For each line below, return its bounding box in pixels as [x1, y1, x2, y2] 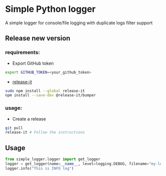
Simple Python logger [5, 3, 96, 15]
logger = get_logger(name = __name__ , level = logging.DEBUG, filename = [5, 161, 149, 166]
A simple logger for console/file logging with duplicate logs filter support [5, 20, 153, 26]
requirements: [5, 49, 41, 56]
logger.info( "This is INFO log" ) [5, 166, 74, 171]
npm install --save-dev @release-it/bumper [5, 93, 96, 98]
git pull [5, 125, 23, 131]
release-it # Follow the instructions [5, 130, 85, 135]
